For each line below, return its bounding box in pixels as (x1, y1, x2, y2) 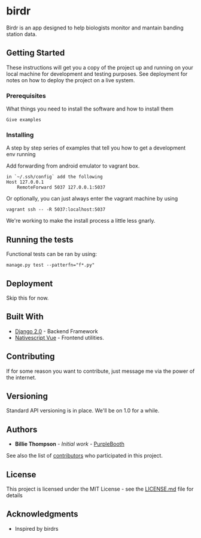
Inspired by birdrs (14, 525, 59, 532)
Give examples (6, 117, 42, 123)
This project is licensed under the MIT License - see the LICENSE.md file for (6, 485, 194, 493)
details (6, 492, 23, 499)
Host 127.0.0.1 (6, 179, 44, 186)
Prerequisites (6, 91, 46, 100)
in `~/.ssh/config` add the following (6, 174, 103, 180)
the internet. (6, 373, 36, 381)
